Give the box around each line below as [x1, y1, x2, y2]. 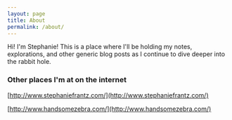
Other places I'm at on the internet [7, 75, 127, 85]
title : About [7, 17, 46, 24]
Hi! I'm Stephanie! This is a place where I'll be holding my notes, [7, 43, 193, 51]
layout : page [7, 10, 46, 18]
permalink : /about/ [7, 23, 65, 30]
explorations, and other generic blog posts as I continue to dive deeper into [7, 50, 226, 58]
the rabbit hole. [7, 58, 51, 66]
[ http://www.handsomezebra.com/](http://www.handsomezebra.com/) [7, 105, 212, 113]
